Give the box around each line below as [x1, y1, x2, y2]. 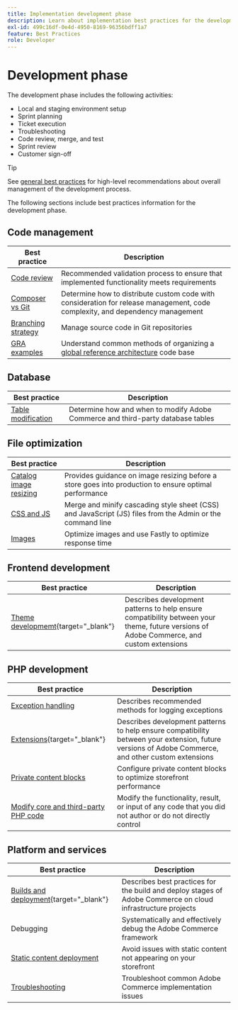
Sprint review [17, 143, 57, 151]
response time [64, 538, 112, 548]
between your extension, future [116, 735, 222, 745]
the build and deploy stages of [121, 885, 223, 895]
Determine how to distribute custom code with [61, 289, 215, 299]
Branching [11, 318, 45, 328]
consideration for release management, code [61, 297, 211, 307]
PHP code [11, 811, 45, 821]
